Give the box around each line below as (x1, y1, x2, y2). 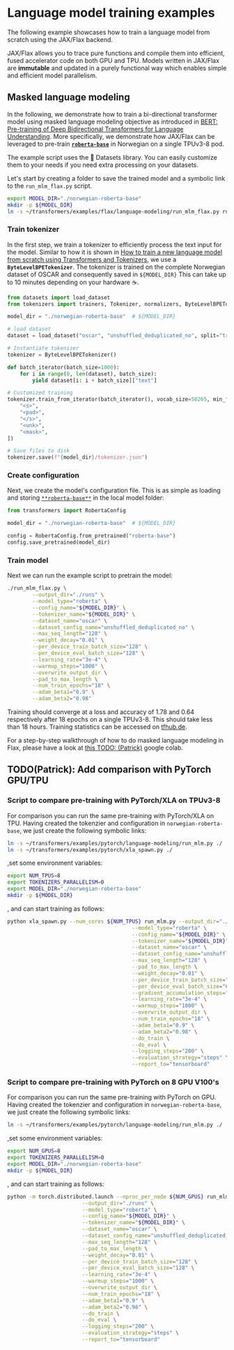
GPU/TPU (7, 775, 49, 787)
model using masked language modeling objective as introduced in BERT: (7, 117, 218, 126)
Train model (7, 555, 49, 565)
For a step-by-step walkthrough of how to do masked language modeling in (7, 736, 224, 745)
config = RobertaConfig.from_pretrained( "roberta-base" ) (7, 533, 176, 540)
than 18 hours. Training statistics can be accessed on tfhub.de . (7, 722, 187, 731)
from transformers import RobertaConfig (7, 507, 127, 514)
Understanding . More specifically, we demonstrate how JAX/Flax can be (7, 132, 215, 140)
